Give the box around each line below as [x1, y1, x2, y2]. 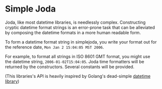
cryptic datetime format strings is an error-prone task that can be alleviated [5, 24, 155, 30]
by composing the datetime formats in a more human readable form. [5, 30, 141, 35]
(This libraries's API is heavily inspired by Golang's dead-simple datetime [5, 73, 151, 79]
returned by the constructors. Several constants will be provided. [5, 64, 134, 70]
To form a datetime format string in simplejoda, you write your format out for [5, 39, 157, 44]
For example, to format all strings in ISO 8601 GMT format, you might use [5, 53, 150, 59]
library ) [5, 78, 19, 84]
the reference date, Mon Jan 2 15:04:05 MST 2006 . [5, 44, 104, 50]
